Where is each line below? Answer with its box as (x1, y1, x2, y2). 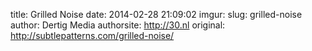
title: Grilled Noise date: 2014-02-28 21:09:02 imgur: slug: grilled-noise (10, 9, 303, 20)
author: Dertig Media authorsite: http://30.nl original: (10, 19, 226, 31)
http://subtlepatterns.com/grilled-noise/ (10, 30, 175, 41)
